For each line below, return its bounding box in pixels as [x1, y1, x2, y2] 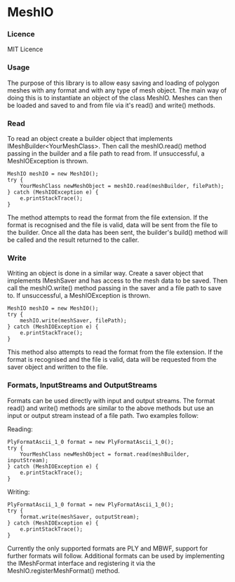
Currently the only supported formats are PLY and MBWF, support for [7, 544, 208, 553]
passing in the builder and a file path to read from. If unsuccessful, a [7, 149, 205, 158]
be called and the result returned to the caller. [7, 236, 140, 244]
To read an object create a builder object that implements [7, 135, 173, 143]
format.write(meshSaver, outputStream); [20, 513, 140, 520]
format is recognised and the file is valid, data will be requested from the [7, 356, 217, 364]
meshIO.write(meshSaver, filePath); [20, 317, 128, 325]
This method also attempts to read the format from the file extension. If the [7, 348, 223, 356]
